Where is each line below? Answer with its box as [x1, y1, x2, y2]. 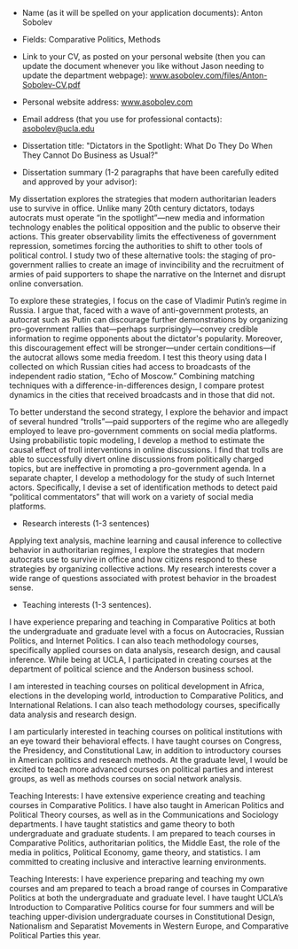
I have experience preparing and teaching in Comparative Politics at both [9, 617, 276, 627]
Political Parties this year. [9, 930, 101, 940]
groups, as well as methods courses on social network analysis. [9, 774, 242, 783]
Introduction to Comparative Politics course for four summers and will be [9, 902, 275, 912]
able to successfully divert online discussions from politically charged [9, 454, 264, 464]
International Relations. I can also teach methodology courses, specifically [9, 700, 281, 710]
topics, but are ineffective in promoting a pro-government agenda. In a [9, 463, 267, 473]
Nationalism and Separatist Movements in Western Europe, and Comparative [9, 921, 289, 931]
